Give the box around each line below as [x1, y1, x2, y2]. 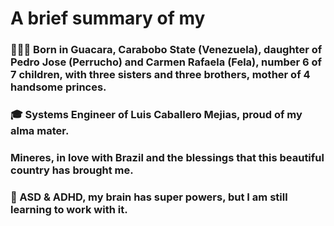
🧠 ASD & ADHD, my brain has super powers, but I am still [10, 190, 288, 204]
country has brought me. [10, 163, 134, 177]
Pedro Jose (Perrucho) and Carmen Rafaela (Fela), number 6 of [10, 55, 323, 69]
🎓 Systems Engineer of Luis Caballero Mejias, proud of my [10, 108, 303, 122]
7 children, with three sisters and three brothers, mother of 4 [10, 68, 311, 82]
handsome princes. [10, 80, 107, 94]
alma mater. [10, 124, 70, 138]
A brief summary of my [10, 7, 206, 30]
